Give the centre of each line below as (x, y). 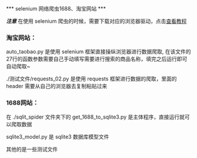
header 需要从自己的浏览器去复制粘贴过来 (57, 86)
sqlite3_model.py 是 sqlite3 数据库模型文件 (58, 136)
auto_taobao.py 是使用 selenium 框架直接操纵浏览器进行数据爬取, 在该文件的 (98, 52)
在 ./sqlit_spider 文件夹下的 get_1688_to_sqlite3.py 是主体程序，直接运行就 (96, 117)
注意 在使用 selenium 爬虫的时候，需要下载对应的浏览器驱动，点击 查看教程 (96, 21)
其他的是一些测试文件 (32, 149)
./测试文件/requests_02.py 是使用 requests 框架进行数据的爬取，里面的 (92, 79)
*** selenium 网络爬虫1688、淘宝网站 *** (56, 9)
